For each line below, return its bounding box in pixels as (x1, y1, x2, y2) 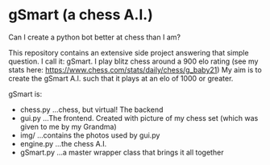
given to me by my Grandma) (19, 122, 117, 131)
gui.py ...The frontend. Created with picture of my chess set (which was (19, 113, 259, 122)
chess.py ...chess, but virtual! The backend (19, 105, 164, 114)
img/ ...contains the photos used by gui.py (19, 130, 160, 140)
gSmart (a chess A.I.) (8, 6, 153, 24)
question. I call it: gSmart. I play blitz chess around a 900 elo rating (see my (8, 56, 259, 66)
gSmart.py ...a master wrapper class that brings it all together (19, 147, 224, 157)
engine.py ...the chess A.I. (19, 138, 107, 148)
